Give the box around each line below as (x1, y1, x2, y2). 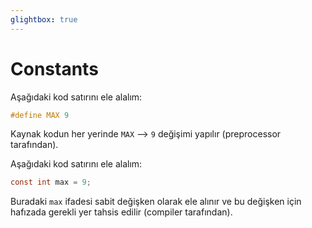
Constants (10, 57, 99, 80)
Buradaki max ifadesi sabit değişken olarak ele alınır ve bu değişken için (10, 196, 302, 208)
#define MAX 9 (10, 110, 70, 120)
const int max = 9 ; (10, 177, 92, 188)
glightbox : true (10, 14, 78, 25)
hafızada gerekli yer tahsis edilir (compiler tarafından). (10, 206, 233, 218)
